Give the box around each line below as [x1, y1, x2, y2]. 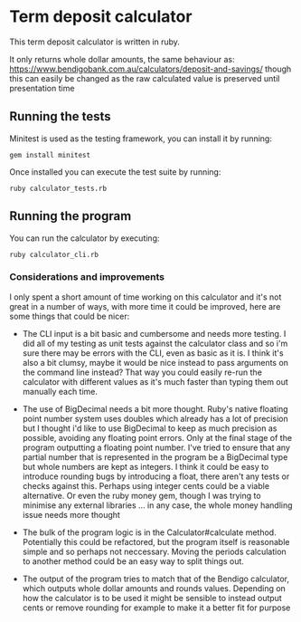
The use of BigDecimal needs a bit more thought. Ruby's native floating [22, 403, 288, 414]
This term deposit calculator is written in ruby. [9, 36, 181, 47]
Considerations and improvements [9, 271, 165, 283]
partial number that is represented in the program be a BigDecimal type [22, 451, 288, 463]
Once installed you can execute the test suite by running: [9, 166, 221, 177]
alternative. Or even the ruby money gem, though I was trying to [22, 490, 261, 501]
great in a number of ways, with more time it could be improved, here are [9, 301, 281, 311]
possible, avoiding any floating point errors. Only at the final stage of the [22, 432, 292, 443]
